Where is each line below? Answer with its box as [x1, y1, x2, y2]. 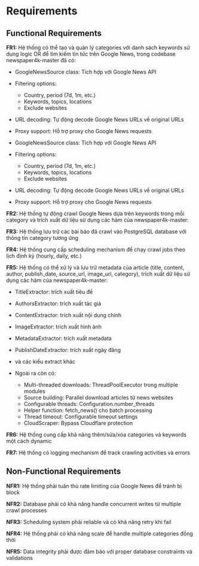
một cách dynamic [6, 438, 52, 444]
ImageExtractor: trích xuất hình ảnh [14, 323, 102, 330]
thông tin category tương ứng [6, 234, 79, 241]
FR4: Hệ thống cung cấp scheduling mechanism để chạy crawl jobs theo [6, 246, 186, 253]
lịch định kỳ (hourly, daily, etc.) [6, 252, 82, 259]
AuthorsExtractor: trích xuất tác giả [14, 300, 102, 307]
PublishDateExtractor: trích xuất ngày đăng [14, 347, 121, 353]
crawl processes [6, 507, 47, 514]
